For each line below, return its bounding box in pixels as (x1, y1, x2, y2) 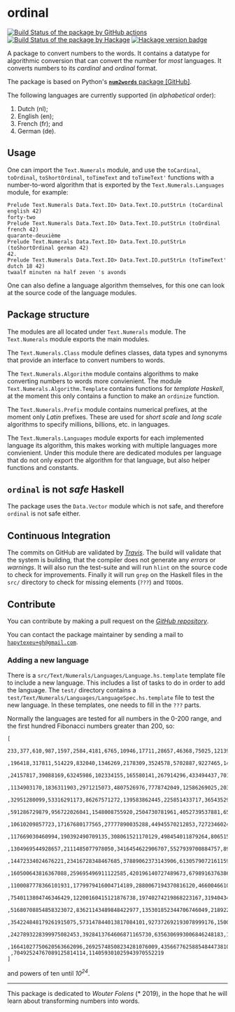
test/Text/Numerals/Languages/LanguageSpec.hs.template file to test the (7, 694, 215, 702)
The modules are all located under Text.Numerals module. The (7, 327, 187, 336)
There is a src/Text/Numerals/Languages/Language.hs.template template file (7, 671, 226, 680)
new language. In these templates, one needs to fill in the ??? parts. (7, 701, 201, 709)
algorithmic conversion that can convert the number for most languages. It (7, 56, 222, 64)
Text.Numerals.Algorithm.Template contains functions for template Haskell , (7, 384, 225, 392)
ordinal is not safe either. (7, 509, 81, 518)
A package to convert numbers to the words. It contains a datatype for (7, 49, 211, 57)
